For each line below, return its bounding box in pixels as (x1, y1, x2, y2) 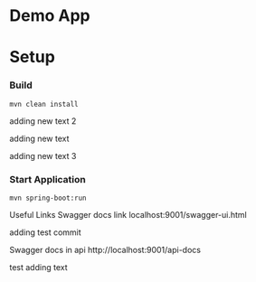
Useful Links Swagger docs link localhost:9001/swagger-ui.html (9, 209, 247, 220)
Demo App (9, 5, 90, 26)
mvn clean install (9, 99, 79, 108)
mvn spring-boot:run (9, 193, 88, 202)
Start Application (9, 173, 86, 185)
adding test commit (9, 227, 81, 238)
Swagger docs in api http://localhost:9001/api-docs (9, 244, 202, 255)
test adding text (9, 261, 68, 272)
